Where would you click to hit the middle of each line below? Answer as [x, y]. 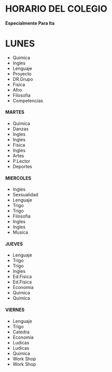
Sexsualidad [25, 195]
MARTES [15, 112]
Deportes [22, 166]
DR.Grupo [23, 79]
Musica [20, 232]
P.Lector [21, 161]
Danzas [21, 129]
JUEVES [14, 244]
